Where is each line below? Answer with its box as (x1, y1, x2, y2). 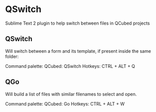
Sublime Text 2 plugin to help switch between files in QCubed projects (5, 20, 150, 26)
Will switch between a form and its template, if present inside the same (5, 48, 151, 54)
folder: (5, 53, 19, 59)
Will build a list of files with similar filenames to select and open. (5, 91, 137, 97)
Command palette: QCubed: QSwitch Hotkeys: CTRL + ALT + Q (5, 63, 135, 69)
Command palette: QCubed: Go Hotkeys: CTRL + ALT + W (5, 100, 125, 106)
